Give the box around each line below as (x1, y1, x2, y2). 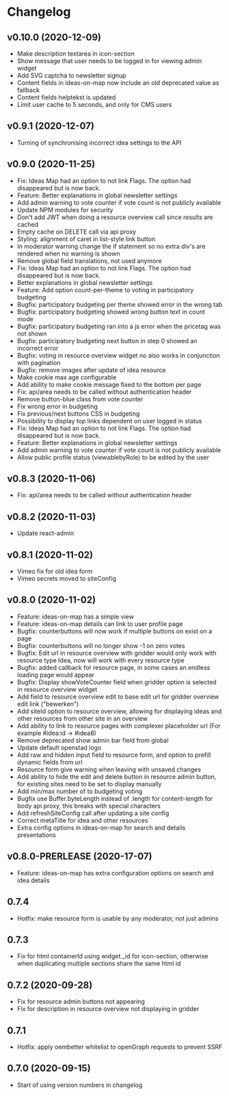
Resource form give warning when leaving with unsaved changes (16, 765, 202, 773)
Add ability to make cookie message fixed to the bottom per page (16, 380, 202, 388)
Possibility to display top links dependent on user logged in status (16, 416, 202, 425)
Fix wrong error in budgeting (16, 402, 98, 410)
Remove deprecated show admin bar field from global (16, 736, 169, 744)
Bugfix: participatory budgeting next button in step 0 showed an (16, 336, 198, 345)
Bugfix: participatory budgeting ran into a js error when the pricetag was (16, 322, 221, 330)
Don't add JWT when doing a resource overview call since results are (16, 213, 213, 221)
